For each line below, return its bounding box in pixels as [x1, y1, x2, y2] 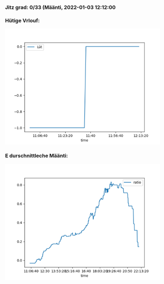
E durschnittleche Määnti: [5, 152, 68, 159]
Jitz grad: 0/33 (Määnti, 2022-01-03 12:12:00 [5, 4, 116, 11]
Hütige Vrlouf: [5, 17, 40, 24]
